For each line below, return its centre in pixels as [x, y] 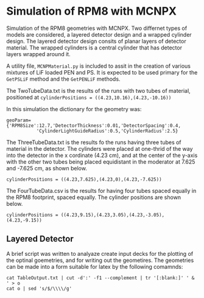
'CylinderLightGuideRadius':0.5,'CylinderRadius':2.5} [107, 131]
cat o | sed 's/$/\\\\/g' [39, 288]
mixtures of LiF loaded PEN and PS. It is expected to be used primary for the [102, 72]
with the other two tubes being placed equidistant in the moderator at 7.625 [101, 162]
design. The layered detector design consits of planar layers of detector [97, 41]
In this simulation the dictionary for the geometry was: [74, 109]
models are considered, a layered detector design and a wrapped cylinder [99, 34]
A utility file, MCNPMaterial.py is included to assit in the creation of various [98, 66]
